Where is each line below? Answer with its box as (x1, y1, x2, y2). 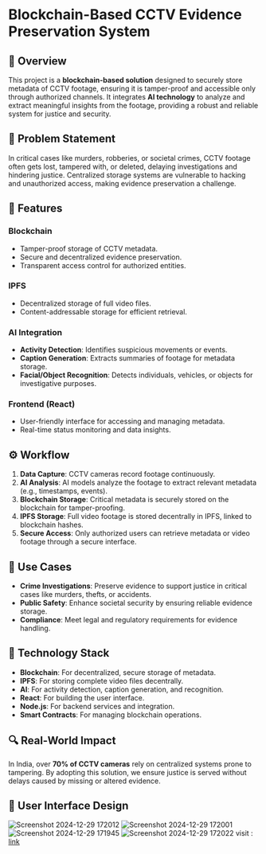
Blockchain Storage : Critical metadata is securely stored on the (19, 495, 229, 505)
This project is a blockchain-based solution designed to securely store (8, 76, 243, 84)
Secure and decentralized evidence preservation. (19, 252, 182, 262)
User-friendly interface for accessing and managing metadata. (19, 416, 225, 427)
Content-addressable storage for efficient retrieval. (19, 306, 187, 316)
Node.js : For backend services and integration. (19, 701, 175, 711)
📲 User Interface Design (8, 799, 129, 813)
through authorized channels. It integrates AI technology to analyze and (8, 92, 245, 101)
